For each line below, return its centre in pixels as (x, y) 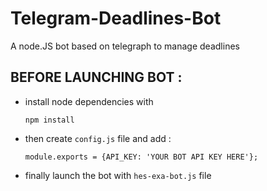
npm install (49, 120)
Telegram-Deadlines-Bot (116, 18)
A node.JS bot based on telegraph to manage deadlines (125, 46)
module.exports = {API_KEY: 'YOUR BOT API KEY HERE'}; (141, 157)
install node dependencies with (89, 101)
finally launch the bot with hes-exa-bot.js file (118, 175)
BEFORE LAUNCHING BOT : (96, 77)
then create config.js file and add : (98, 138)
